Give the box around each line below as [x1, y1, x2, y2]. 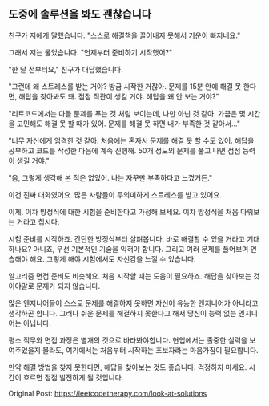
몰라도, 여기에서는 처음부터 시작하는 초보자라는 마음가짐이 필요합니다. [42, 345, 259, 355]
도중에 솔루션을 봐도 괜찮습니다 [8, 7, 152, 22]
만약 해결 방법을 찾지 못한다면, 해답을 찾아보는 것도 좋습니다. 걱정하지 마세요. [8, 362, 247, 371]
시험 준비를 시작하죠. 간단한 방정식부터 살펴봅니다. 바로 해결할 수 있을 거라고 [8, 233, 246, 243]
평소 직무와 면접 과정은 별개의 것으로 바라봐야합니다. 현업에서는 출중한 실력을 [8, 335, 248, 345]
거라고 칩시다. [16, 217, 60, 226]
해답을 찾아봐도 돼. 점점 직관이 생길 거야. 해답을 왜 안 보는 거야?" [18, 91, 219, 101]
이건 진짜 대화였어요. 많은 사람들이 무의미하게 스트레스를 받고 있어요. [8, 189, 222, 199]
